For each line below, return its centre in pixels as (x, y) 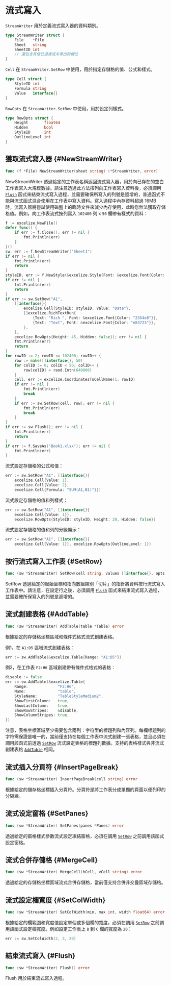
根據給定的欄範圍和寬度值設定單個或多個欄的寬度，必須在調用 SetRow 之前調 (85, 922)
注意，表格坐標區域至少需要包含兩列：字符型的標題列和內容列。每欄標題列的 (85, 730)
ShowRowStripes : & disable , (47, 710)
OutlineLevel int (33, 137)
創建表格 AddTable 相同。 (31, 749)
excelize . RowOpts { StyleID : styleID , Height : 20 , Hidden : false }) (85, 519)
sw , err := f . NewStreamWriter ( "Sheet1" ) (49, 251)
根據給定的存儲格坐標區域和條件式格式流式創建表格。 (61, 636)
